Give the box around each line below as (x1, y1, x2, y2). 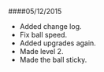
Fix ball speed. (19, 31, 68, 39)
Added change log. (19, 22, 82, 31)
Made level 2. (19, 47, 64, 56)
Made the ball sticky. (19, 55, 87, 64)
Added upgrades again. (19, 38, 96, 48)
